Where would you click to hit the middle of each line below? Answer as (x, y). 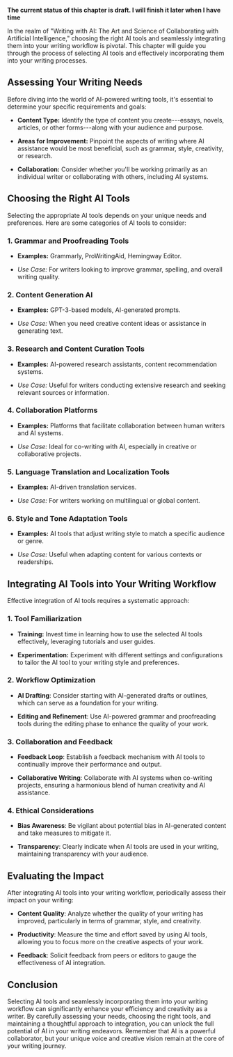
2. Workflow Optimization (51, 680)
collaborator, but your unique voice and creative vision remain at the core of (116, 1039)
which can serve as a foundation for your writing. (88, 703)
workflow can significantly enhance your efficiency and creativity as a (107, 1009)
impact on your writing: (40, 900)
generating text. (40, 331)
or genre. (30, 541)
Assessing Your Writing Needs (75, 83)
